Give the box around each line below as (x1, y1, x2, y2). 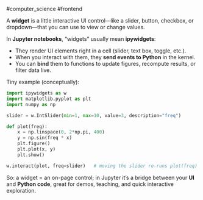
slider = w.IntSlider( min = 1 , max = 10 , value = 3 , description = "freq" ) (6, 112, 182, 118)
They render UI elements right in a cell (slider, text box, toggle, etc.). (15, 47, 187, 54)
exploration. (6, 187, 37, 194)
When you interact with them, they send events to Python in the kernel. (15, 54, 196, 60)
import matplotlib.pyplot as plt (6, 96, 91, 102)
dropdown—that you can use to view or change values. (6, 24, 145, 30)
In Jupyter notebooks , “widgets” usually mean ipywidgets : (6, 35, 156, 42)
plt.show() (17, 152, 45, 158)
